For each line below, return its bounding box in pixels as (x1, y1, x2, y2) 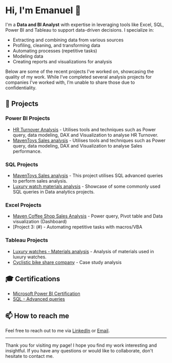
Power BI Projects (5, 115, 50, 122)
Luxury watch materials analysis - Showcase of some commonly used (12, 183, 161, 189)
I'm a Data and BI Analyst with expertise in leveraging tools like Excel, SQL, (5, 21, 164, 28)
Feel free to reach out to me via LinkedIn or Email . (5, 328, 110, 334)
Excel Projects (5, 201, 42, 208)
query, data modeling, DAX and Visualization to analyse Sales (12, 142, 142, 149)
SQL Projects (5, 161, 38, 168)
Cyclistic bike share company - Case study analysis (12, 259, 122, 265)
